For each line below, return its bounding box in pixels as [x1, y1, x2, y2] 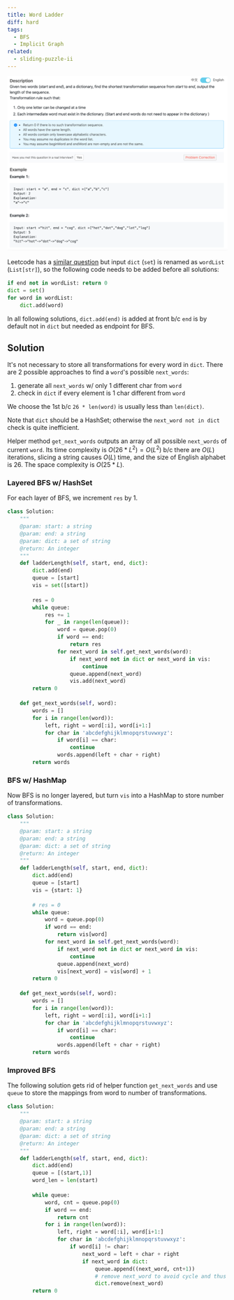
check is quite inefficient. [7, 424, 80, 432]
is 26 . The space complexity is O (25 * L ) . [7, 460, 124, 468]
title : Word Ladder [7, 11, 64, 18]
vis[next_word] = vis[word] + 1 [57, 968, 152, 975]
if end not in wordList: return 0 [7, 280, 108, 287]
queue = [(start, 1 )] [32, 1169, 92, 1177]
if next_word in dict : [82, 1258, 149, 1265]
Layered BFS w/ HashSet [7, 477, 93, 487]
